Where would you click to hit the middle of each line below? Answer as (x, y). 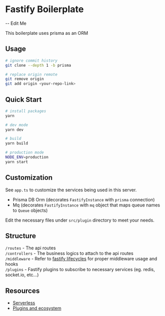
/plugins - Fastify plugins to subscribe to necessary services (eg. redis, (80, 270)
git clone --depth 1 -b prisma (38, 65)
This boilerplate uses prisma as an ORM (47, 33)
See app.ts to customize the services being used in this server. (71, 190)
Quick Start (24, 99)
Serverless (24, 303)
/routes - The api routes (31, 248)
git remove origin (25, 79)
